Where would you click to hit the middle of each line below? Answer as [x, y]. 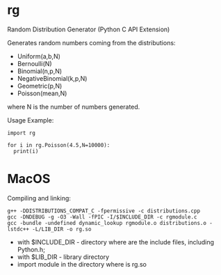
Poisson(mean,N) [42, 93]
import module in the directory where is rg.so [82, 264]
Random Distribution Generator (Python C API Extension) [89, 29]
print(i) [26, 151]
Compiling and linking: [39, 198]
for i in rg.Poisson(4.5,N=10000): [59, 145]
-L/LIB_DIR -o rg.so [62, 229]
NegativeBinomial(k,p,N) [52, 78]
